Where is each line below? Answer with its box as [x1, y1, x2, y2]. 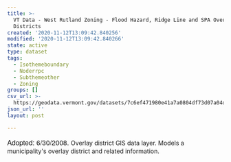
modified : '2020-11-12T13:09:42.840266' [7, 36, 125, 43]
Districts [13, 23, 41, 30]
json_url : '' [7, 106, 45, 113]
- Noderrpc [13, 67, 45, 74]
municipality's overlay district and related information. [7, 147, 159, 155]
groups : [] [7, 86, 38, 93]
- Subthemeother [13, 73, 60, 81]
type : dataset [7, 49, 48, 56]
